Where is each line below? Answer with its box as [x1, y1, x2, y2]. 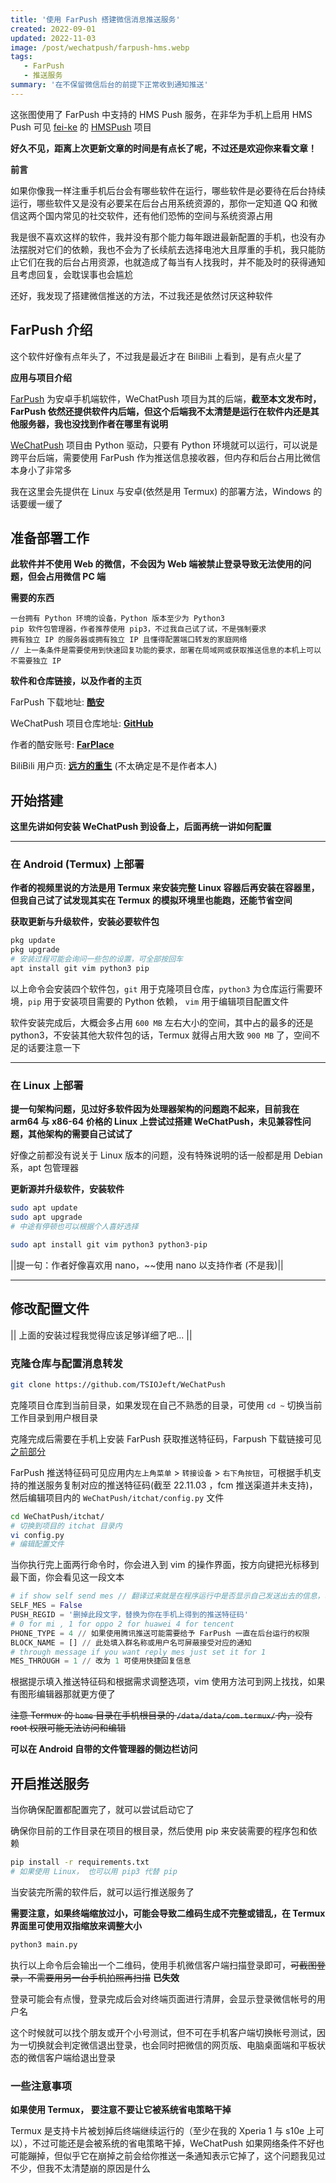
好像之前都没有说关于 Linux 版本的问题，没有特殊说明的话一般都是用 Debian [10, 1149, 323, 1161]
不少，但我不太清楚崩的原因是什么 [10, 2162, 151, 2174]
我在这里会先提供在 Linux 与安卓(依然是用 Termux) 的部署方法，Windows [10, 485, 312, 497]
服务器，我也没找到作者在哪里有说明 [18, 417, 168, 430]
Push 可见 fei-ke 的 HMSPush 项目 [10, 121, 152, 133]
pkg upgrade [10, 945, 60, 955]
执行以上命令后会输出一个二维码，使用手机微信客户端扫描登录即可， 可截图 [10, 1959, 317, 1971]
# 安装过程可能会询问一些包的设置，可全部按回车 [10, 954, 183, 965]
